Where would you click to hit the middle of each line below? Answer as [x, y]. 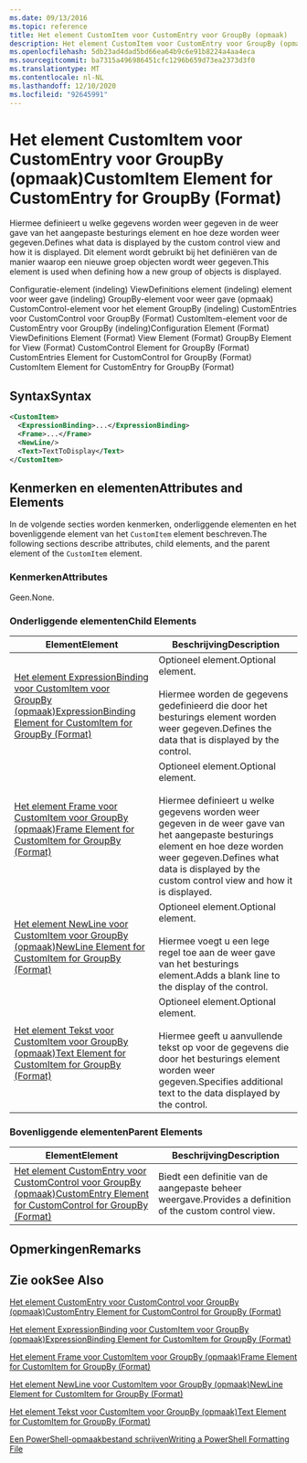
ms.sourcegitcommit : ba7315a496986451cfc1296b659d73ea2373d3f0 [132, 60]
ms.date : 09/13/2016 [49, 18]
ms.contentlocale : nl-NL [57, 78]
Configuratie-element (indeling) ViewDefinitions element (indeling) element [151, 290]
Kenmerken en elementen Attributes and [126, 488]
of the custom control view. [217, 1211]
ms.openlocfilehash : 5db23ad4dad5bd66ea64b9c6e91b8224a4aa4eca [132, 52]
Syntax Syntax [51, 395]
